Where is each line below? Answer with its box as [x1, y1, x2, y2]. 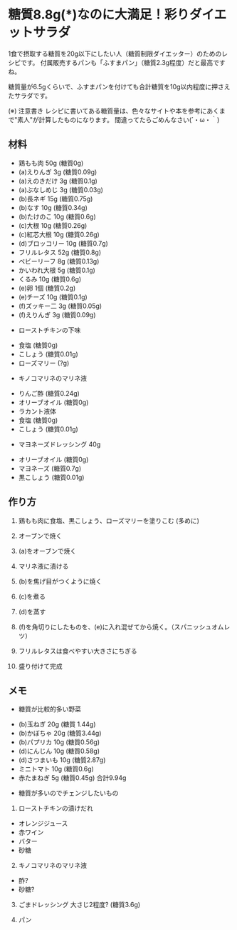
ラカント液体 [18, 406, 56, 415]
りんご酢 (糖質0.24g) [18, 389, 80, 397]
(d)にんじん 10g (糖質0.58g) [18, 747, 100, 756]
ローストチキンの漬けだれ [18, 804, 93, 813]
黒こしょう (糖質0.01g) [18, 473, 85, 481]
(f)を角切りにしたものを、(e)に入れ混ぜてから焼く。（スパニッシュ [18, 622, 212, 631]
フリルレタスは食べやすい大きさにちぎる [18, 646, 137, 655]
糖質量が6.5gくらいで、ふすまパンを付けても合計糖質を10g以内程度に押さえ [8, 82, 231, 91]
